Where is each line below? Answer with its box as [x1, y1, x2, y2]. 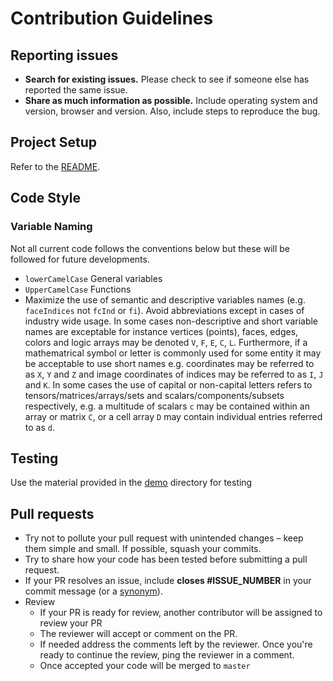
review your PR [39, 617, 103, 629]
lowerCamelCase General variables [24, 272, 163, 284]
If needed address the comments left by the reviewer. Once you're [39, 638, 313, 651]
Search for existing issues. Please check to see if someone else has [24, 73, 310, 85]
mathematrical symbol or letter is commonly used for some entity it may [24, 347, 322, 359]
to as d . [24, 421, 55, 433]
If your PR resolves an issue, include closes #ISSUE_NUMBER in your [24, 575, 312, 587]
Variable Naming [10, 220, 93, 234]
